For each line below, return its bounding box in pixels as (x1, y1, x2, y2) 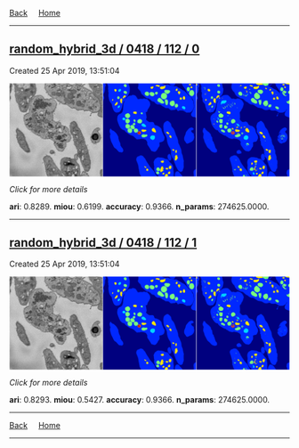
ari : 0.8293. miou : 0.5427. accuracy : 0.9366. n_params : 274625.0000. (9, 395, 270, 405)
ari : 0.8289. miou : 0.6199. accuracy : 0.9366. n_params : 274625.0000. (9, 200, 270, 212)
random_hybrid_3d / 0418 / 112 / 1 (9, 235, 198, 250)
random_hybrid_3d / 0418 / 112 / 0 (9, 42, 200, 57)
